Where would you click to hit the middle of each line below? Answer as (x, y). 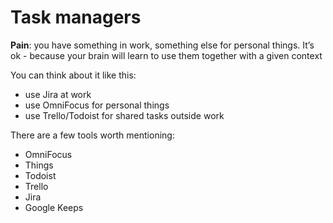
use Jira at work (58, 94)
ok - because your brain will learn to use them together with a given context (166, 55)
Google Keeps (54, 207)
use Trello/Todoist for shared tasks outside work (124, 115)
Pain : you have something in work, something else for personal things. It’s (162, 45)
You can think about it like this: (73, 75)
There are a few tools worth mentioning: (92, 135)
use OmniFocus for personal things (97, 105)
